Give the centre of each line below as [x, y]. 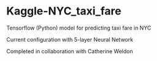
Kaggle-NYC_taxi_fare [64, 11]
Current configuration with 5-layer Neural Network [70, 39]
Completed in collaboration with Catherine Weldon [70, 51]
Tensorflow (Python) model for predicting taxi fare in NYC [79, 28]
